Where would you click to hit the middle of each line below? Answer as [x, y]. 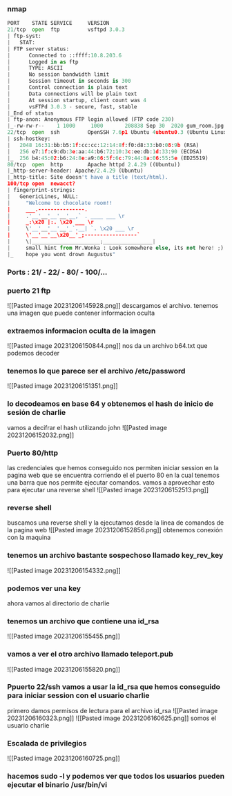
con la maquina [29, 537]
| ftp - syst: [24, 36]
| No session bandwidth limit [58, 75]
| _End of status [30, 113]
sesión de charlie [37, 413]
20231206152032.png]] [41, 435]
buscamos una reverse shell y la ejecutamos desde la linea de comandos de [116, 523]
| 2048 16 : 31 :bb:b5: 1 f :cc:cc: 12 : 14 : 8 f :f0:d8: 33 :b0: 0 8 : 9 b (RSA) [103, 145]
